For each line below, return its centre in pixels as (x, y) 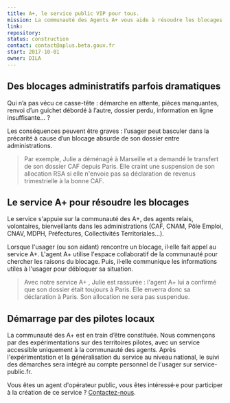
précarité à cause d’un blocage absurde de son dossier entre (93, 138)
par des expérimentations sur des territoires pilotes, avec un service (104, 342)
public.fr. (20, 372)
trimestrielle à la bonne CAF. (64, 180)
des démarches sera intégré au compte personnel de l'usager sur (100, 364)
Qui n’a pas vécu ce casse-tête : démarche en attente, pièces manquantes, (113, 103)
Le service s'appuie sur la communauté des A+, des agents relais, (100, 219)
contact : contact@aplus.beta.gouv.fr (61, 45)
